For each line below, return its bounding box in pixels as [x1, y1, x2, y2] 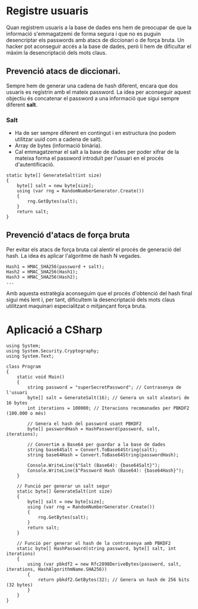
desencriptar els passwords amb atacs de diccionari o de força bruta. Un [6, 36, 185, 43]
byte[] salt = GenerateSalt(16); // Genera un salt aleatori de [27, 395, 190, 400]
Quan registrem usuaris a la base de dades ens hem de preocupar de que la [6, 24, 191, 31]
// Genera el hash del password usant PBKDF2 [27, 421, 142, 427]
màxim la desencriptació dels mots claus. [6, 49, 107, 56]
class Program [6, 364, 41, 370]
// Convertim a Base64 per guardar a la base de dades [27, 441, 166, 447]
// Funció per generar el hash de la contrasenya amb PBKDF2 [17, 540, 171, 546]
